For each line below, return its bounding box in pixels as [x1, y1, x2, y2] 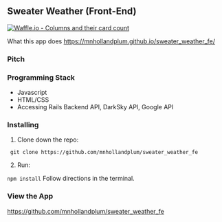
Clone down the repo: [16, 135, 79, 144]
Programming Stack [7, 72, 76, 82]
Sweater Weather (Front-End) [7, 5, 137, 17]
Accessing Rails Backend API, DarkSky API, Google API [16, 103, 174, 111]
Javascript [16, 89, 47, 97]
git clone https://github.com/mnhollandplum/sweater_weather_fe [10, 149, 198, 156]
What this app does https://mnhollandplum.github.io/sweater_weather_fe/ [7, 37, 215, 45]
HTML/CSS [16, 96, 49, 104]
